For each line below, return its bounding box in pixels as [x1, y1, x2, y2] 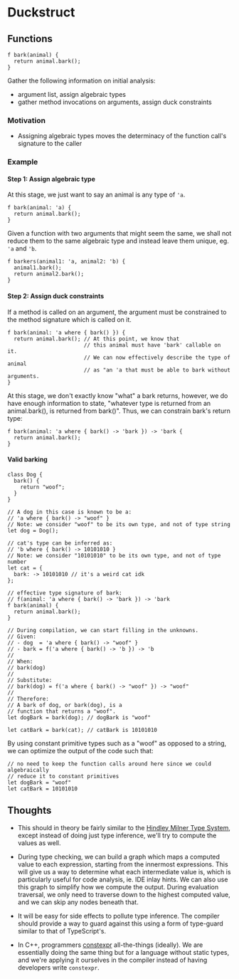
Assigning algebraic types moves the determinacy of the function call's [17, 132, 227, 140]
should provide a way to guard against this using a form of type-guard [17, 919, 224, 928]
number [7, 558, 27, 565]
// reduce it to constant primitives [7, 773, 119, 780]
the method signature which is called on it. [7, 315, 132, 324]
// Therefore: [7, 695, 50, 702]
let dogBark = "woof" [7, 779, 72, 786]
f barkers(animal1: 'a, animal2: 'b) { [7, 258, 126, 266]
